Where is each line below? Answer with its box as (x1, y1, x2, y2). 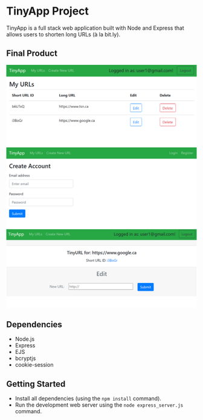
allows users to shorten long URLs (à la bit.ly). (6, 30, 121, 38)
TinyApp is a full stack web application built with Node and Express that (6, 24, 184, 32)
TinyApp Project (6, 4, 89, 18)
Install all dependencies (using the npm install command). (14, 395, 162, 402)
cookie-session (14, 361, 54, 368)
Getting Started (6, 379, 66, 389)
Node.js (14, 335, 35, 343)
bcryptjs (14, 355, 36, 362)
